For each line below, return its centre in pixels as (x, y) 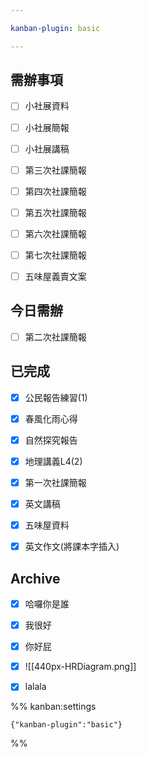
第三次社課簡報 (55, 170)
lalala (35, 687)
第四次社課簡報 (55, 191)
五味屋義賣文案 (55, 276)
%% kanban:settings (53, 707)
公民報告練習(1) (56, 397)
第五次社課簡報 (55, 212)
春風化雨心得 (51, 418)
